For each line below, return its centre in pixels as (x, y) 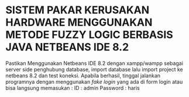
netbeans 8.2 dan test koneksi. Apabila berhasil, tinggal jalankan (83, 76)
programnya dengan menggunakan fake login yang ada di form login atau (94, 81)
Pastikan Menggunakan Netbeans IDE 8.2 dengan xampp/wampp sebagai (94, 63)
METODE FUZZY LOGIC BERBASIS (89, 35)
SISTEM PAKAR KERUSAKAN (78, 10)
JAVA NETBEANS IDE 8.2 (67, 47)
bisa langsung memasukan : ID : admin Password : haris (73, 88)
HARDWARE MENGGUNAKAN (79, 22)
